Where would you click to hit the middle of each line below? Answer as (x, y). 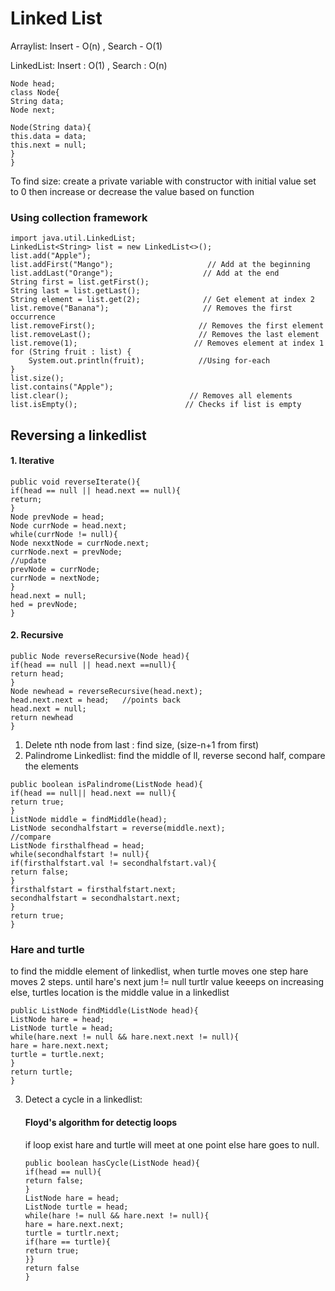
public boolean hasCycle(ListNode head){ (112, 1163)
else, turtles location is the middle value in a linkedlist (120, 993)
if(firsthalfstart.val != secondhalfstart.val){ (113, 863)
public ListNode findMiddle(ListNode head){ (104, 1011)
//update (28, 560)
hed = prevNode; (44, 604)
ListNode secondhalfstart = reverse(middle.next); (118, 828)
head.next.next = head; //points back (96, 700)
